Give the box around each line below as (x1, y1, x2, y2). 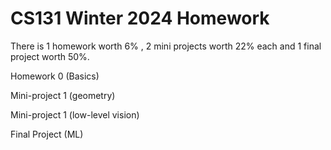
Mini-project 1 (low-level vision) (10, 108, 140, 121)
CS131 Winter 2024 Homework (10, 7, 270, 30)
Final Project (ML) (10, 128, 84, 140)
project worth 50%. (10, 50, 90, 62)
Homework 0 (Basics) (10, 70, 100, 82)
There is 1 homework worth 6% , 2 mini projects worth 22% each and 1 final (10, 40, 322, 52)
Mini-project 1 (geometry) (10, 89, 116, 101)
